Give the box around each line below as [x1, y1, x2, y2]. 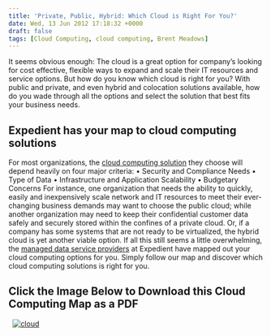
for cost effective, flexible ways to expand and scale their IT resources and [8, 66, 258, 75]
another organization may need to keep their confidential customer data [8, 209, 249, 219]
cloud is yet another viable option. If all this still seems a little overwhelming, [8, 235, 262, 245]
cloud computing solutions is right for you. [8, 261, 150, 271]
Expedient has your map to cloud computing [8, 123, 237, 137]
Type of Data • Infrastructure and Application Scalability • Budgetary [8, 175, 239, 185]
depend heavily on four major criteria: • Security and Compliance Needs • [8, 166, 256, 176]
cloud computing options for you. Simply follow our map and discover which [8, 252, 264, 262]
